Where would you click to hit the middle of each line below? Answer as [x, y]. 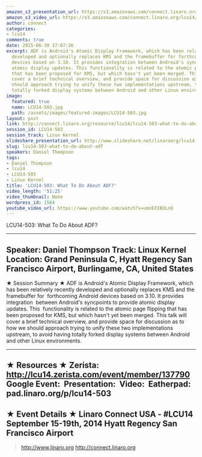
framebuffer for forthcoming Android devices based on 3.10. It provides [95, 296]
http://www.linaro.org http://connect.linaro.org [78, 447]
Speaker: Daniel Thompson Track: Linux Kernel [96, 250]
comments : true [25, 40]
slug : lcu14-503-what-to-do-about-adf [55, 146]
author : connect [26, 23]
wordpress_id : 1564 [31, 203]
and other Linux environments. [44, 341]
